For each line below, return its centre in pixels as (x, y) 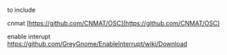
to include (22, 10)
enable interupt (29, 36)
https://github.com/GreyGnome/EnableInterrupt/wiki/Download (97, 44)
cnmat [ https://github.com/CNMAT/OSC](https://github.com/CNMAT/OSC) (113, 23)
